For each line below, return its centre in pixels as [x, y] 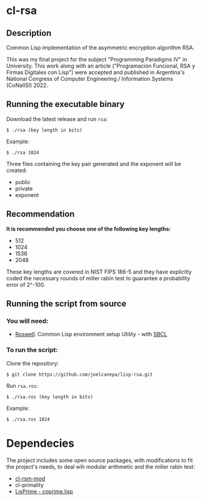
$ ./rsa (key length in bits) [44, 130]
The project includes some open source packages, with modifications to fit [100, 460]
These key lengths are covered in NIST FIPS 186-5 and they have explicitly [99, 272]
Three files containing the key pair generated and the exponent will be [94, 164]
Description [29, 33]
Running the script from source [66, 304]
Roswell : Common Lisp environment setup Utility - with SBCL [91, 334]
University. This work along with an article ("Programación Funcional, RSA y [101, 66]
